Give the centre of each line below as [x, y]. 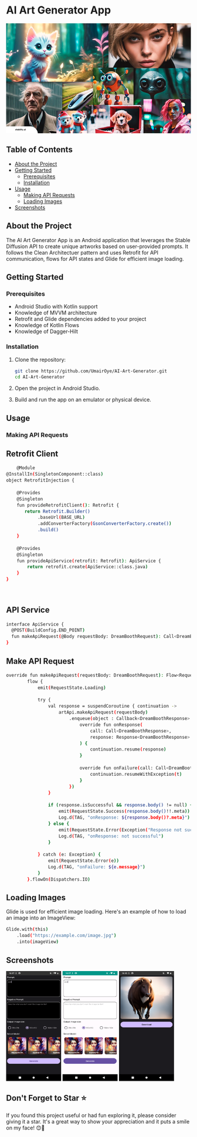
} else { [58, 824]
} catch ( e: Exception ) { [69, 855]
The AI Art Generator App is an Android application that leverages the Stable [98, 240]
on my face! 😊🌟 [26, 1128]
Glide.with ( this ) [27, 929]
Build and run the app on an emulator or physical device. [83, 400]
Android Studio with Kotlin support [56, 307]
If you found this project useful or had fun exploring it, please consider [91, 1115]
